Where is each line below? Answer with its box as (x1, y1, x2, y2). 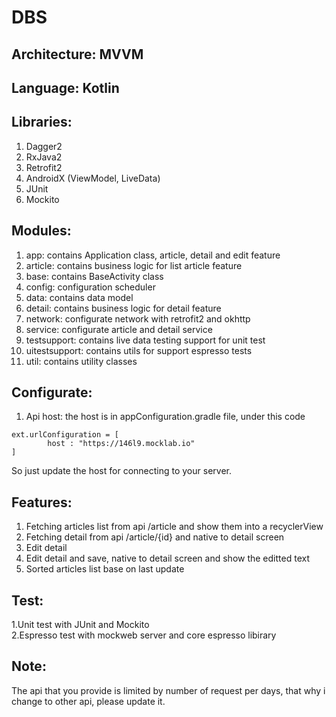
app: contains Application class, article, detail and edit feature (25, 249, 281, 261)
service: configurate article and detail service (25, 323, 213, 335)
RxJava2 (25, 151, 63, 163)
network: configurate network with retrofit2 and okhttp (25, 312, 251, 325)
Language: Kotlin (11, 79, 120, 96)
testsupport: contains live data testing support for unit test (25, 334, 266, 346)
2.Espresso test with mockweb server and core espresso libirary (11, 629, 277, 641)
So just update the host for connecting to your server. (11, 465, 232, 477)
